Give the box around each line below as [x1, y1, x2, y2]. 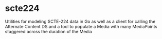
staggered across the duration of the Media [5, 29, 92, 34]
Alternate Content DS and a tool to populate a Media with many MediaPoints [5, 23, 158, 29]
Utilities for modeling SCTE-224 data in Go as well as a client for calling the [5, 19, 156, 24]
